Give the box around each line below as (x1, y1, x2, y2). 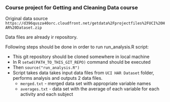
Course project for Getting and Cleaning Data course (5, 4, 138, 11)
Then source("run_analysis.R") (12, 65, 80, 71)
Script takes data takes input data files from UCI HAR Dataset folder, (12, 70, 154, 76)
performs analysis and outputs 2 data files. (12, 75, 103, 81)
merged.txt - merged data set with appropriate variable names (20, 80, 151, 87)
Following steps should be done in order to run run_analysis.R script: (5, 44, 149, 50)
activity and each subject (20, 91, 73, 97)
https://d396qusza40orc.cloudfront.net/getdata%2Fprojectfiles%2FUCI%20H (5, 21, 165, 26)
